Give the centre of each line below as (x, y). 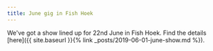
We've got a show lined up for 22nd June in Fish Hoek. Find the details (107, 33)
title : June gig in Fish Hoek (50, 13)
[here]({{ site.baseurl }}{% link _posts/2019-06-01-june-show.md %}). (106, 40)
